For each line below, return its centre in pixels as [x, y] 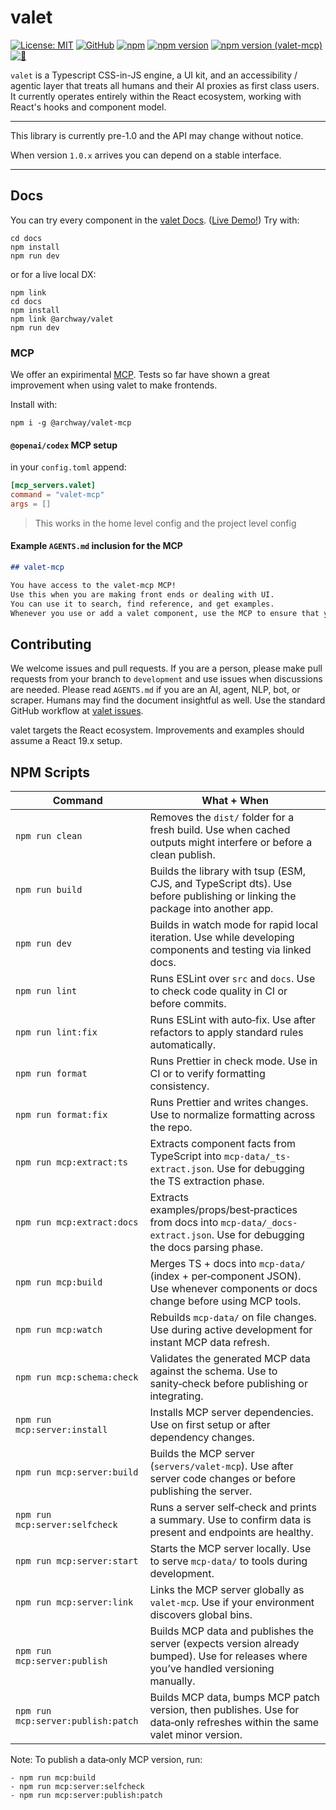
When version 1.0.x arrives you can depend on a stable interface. [146, 155]
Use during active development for [231, 1330]
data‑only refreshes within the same [234, 1723]
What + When [235, 801]
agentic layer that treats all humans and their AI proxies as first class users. [165, 85]
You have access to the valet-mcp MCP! [93, 585]
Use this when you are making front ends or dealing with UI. [142, 594]
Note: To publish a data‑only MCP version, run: [106, 1760]
